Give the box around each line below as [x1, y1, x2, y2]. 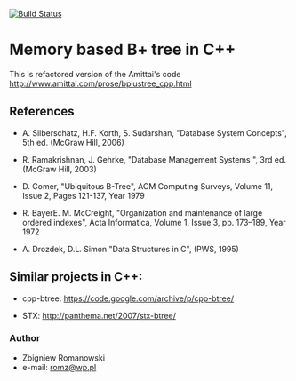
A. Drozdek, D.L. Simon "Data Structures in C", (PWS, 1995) [21, 243, 240, 254]
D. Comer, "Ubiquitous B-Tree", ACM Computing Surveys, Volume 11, [21, 180, 274, 191]
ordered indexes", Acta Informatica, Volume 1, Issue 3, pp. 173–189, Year [21, 217, 286, 227]
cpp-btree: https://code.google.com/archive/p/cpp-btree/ [21, 293, 234, 304]
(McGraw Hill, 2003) [21, 163, 98, 174]
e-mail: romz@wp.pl [21, 361, 97, 372]
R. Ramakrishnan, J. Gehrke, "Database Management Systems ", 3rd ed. [21, 154, 286, 164]
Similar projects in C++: [9, 269, 143, 284]
